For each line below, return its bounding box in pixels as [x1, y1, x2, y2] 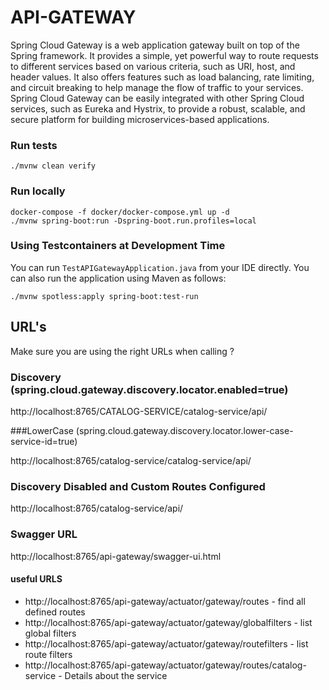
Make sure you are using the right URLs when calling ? [10, 345, 235, 357]
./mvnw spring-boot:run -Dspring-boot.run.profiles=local [10, 216, 257, 226]
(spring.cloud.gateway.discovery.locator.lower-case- [75, 424, 294, 436]
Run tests [10, 138, 58, 152]
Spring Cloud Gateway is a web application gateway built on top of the [10, 39, 300, 51]
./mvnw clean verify [10, 161, 97, 171]
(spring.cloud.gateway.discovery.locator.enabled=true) [10, 382, 289, 396]
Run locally [10, 184, 66, 198]
